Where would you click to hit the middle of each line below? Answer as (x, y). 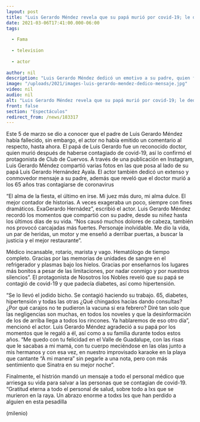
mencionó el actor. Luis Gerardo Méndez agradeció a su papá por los (91, 327)
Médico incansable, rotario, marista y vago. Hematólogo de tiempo (88, 252)
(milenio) (17, 413)
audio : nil (20, 95)
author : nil (21, 73)
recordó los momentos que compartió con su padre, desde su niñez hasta (97, 215)
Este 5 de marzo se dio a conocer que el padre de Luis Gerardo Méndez (94, 134)
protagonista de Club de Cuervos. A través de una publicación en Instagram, (100, 159)
